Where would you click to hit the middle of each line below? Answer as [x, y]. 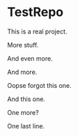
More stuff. [23, 45]
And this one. [26, 99]
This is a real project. [37, 31]
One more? [23, 112]
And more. [22, 72]
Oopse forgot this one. [39, 85]
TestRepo [36, 12]
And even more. [30, 58]
